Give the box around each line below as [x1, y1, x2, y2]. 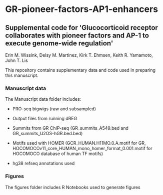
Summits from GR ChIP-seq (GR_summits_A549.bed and [12, 125, 129, 131]
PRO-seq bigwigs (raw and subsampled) [12, 106, 96, 112]
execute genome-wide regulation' [5, 39, 113, 47]
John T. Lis [5, 57, 28, 63]
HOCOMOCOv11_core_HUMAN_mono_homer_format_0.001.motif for [12, 146, 152, 152]
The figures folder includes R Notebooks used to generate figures [5, 184, 141, 190]
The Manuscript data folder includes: [5, 96, 81, 102]
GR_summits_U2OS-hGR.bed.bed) [12, 131, 83, 137]
